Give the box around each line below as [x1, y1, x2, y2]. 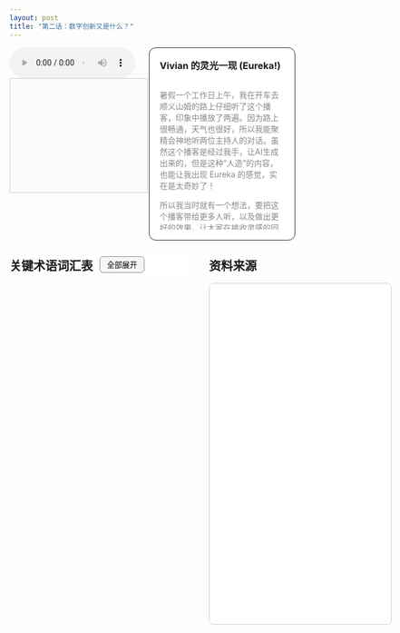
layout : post [9, 13, 59, 23]
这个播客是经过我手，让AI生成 [167, 146, 279, 157]
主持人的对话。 [214, 134, 271, 145]
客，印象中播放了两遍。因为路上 [160, 112, 279, 123]
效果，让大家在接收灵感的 [175, 222, 271, 232]
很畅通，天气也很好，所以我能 [160, 124, 271, 134]
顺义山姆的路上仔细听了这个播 [160, 101, 271, 112]
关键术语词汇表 [9, 258, 93, 273]
